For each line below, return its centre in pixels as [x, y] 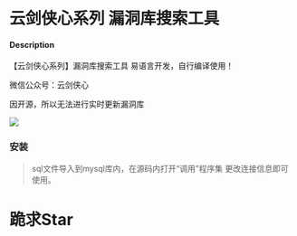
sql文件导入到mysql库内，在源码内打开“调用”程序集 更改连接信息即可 [160, 168]
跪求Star [42, 219]
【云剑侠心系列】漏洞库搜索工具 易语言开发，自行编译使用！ [121, 66]
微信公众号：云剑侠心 [49, 85]
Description [32, 44]
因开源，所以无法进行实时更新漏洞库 [77, 104]
